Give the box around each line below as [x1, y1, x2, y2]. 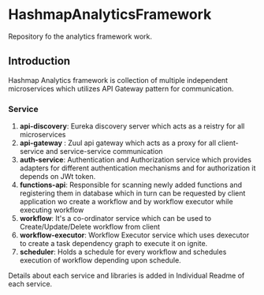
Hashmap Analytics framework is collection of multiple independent [8, 75, 229, 84]
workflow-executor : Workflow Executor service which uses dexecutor [19, 230, 250, 240]
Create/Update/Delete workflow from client [19, 222, 160, 232]
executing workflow [19, 205, 84, 215]
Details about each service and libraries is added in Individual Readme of [8, 271, 245, 281]
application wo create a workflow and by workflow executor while [19, 197, 234, 207]
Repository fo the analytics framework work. [8, 32, 152, 41]
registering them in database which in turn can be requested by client [19, 189, 246, 198]
